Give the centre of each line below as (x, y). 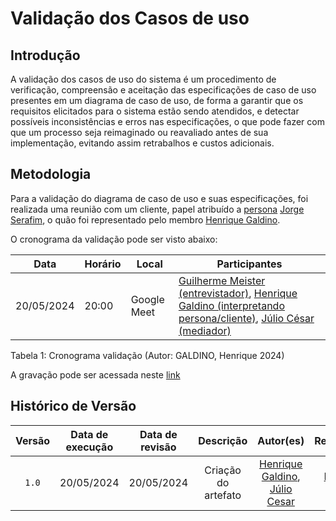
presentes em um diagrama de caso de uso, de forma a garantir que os (157, 100)
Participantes (249, 264)
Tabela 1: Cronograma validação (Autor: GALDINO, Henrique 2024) (147, 355)
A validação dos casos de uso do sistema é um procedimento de (143, 79)
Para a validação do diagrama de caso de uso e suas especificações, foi (159, 198)
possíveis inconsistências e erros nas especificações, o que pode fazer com (167, 121)
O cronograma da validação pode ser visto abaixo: (114, 239)
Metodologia (51, 174)
